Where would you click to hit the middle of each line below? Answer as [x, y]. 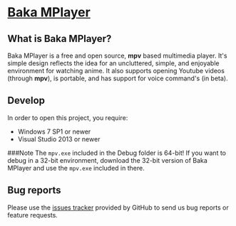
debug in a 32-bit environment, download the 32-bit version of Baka [108, 160]
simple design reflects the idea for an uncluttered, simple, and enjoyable [113, 63]
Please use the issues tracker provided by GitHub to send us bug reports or [118, 208]
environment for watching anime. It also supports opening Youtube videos [116, 71]
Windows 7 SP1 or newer [54, 131]
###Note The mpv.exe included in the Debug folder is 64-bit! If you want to [117, 153]
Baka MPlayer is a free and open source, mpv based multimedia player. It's [117, 55]
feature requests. [33, 215]
